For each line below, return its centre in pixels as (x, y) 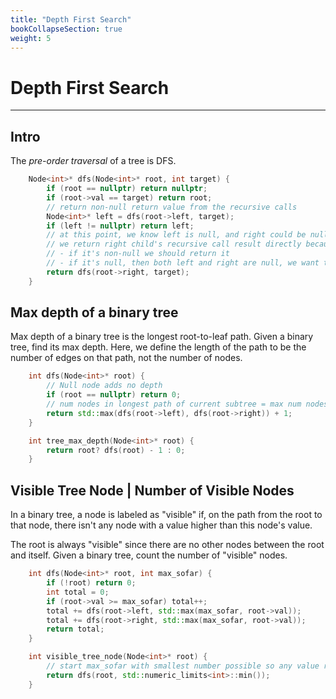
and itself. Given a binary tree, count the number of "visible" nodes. (149, 555)
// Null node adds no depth (104, 386)
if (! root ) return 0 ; (91, 583)
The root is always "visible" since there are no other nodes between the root (167, 545)
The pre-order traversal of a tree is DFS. (93, 161)
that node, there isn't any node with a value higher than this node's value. (161, 525)
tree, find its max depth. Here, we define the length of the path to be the (158, 347)
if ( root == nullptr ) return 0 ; (114, 395)
